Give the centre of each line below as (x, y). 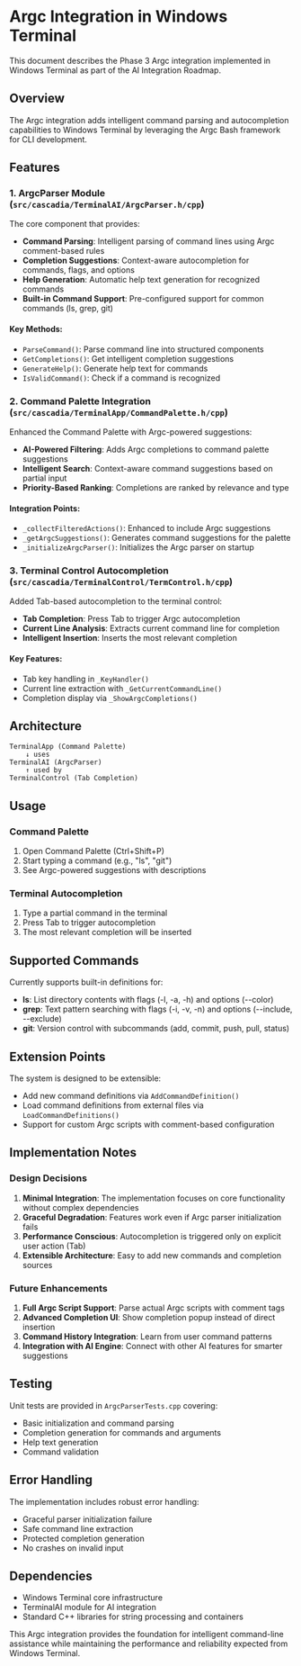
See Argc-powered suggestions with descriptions (114, 870)
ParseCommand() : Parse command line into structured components (143, 349)
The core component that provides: (75, 224)
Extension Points (58, 1056)
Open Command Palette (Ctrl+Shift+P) (93, 851)
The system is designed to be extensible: (85, 1078)
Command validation (61, 1452)
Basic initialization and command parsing (98, 1423)
